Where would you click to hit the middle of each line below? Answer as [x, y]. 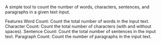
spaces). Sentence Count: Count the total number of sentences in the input [80, 31]
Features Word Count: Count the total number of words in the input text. [77, 21]
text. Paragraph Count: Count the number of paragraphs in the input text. [78, 36]
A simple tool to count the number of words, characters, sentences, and [77, 7]
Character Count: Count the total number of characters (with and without [78, 26]
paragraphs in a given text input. [38, 12]
